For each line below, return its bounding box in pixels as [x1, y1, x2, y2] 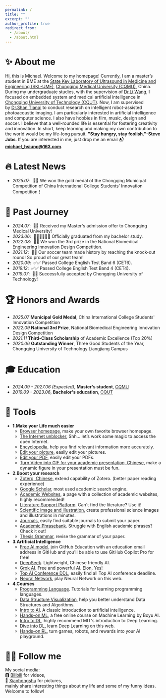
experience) [19, 481, 45, 486]
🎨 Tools [5, 406, 36, 418]
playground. [19, 633, 45, 639]
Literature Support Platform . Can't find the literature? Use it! [19, 501, 142, 508]
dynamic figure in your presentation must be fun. [19, 465, 120, 471]
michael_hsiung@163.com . [5, 143, 63, 149]
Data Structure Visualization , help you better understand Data [19, 596, 146, 602]
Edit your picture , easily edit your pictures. [19, 449, 107, 455]
